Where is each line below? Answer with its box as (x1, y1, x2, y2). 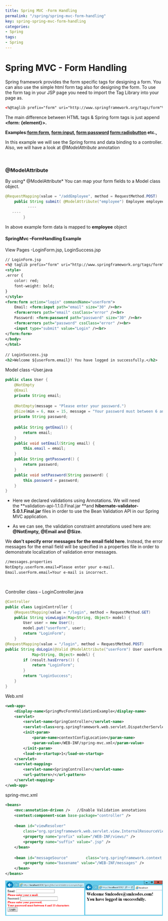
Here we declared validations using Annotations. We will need (12, 497, 140, 503)
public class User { (5, 377, 48, 382)
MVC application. (12, 514, 48, 520)
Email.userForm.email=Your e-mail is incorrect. (5, 570, 108, 575)
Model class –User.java (5, 367, 53, 373)
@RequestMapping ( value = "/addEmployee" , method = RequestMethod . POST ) (5, 193, 157, 198)
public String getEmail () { (14, 425, 72, 430)
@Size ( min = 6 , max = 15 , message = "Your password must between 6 (14, 409, 157, 414)
